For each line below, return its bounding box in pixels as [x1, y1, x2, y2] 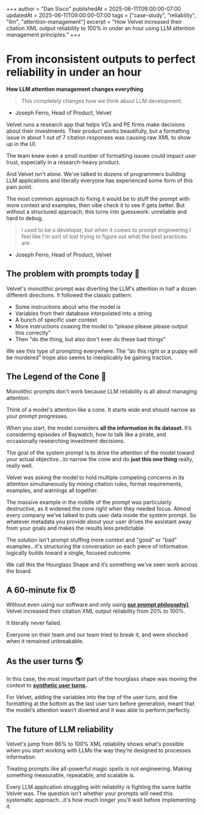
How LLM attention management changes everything [6, 85, 144, 93]
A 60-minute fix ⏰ [6, 585, 76, 595]
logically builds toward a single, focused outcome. [6, 549, 132, 556]
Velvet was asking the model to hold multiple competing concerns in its [6, 473, 185, 481]
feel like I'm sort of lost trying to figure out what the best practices [21, 233, 187, 240]
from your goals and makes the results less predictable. [6, 524, 146, 532]
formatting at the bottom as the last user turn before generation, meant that [6, 700, 195, 707]
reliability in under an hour [6, 65, 142, 79]
